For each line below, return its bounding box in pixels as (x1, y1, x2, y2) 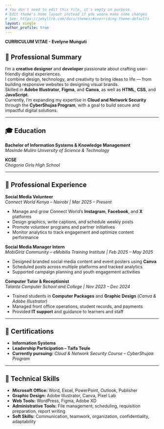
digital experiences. (21, 71, 61, 77)
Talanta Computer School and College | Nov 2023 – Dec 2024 (5, 283, 130, 289)
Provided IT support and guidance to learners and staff (12, 308, 123, 314)
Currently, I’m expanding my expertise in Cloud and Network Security (5, 97, 146, 103)
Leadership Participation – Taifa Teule (12, 345, 90, 351)
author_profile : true (5, 25, 49, 30)
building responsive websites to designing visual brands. (5, 81, 119, 87)
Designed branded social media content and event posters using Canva (12, 258, 157, 264)
